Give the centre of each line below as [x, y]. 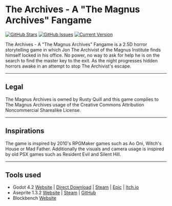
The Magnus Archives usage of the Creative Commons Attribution [75, 105]
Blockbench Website [34, 198]
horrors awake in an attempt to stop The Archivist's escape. [68, 66]
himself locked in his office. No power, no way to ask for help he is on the [83, 55]
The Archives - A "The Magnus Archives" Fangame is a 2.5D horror [76, 44]
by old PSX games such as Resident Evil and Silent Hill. [63, 154]
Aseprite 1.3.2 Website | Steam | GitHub [54, 193]
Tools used [23, 175]
